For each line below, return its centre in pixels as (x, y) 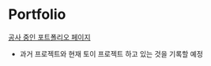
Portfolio (37, 15)
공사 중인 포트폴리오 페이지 (49, 37)
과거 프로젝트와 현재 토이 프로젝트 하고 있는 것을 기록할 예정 (111, 53)
